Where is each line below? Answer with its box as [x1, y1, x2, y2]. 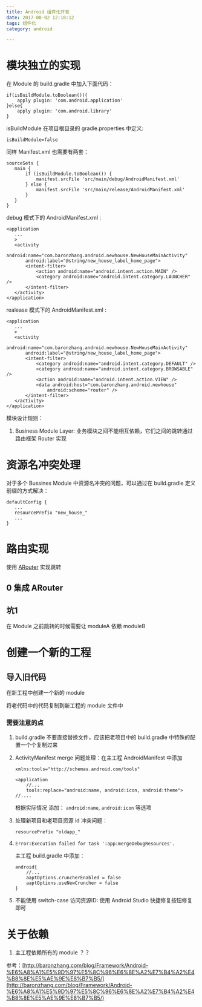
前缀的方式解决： [6, 487, 49, 494]
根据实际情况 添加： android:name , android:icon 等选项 [15, 804, 152, 811]
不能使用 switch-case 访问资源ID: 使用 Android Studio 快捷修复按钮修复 [15, 896, 193, 904]
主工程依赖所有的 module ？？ [15, 948, 90, 956]
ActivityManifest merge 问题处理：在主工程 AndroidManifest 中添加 [15, 754, 183, 761]
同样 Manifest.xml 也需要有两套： [6, 148, 90, 156]
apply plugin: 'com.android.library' [17, 108, 112, 114]
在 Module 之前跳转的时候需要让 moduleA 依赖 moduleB [6, 623, 146, 630]
